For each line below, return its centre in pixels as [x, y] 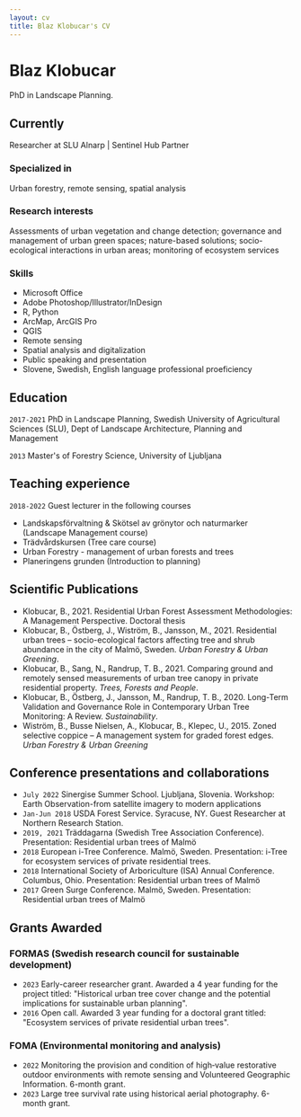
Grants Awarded [56, 928]
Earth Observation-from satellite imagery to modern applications [142, 804]
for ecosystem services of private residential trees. [116, 861]
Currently [37, 124]
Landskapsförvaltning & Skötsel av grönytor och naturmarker [135, 523]
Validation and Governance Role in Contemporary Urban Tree [136, 706]
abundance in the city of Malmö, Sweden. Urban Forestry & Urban [145, 649]
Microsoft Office [53, 293]
